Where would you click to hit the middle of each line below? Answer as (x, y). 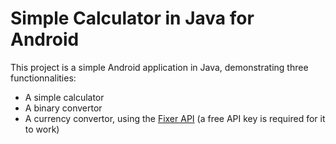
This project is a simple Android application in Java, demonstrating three (159, 67)
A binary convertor (63, 108)
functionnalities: (43, 78)
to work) (42, 129)
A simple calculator (64, 97)
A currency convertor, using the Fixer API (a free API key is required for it (175, 118)
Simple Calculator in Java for (132, 18)
